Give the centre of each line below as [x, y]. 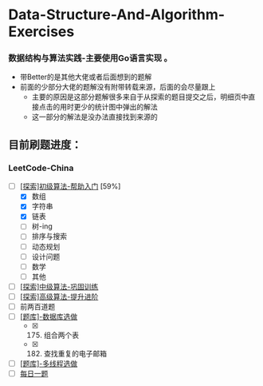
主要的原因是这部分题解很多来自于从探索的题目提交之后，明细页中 [140, 97]
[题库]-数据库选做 [49, 316]
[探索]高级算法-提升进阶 [59, 296]
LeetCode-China [41, 168]
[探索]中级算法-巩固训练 [59, 286]
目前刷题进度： [45, 144]
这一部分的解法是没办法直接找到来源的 [94, 117]
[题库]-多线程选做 [49, 364]
